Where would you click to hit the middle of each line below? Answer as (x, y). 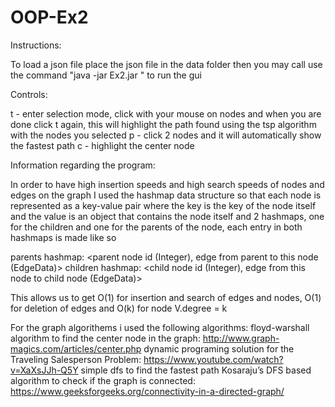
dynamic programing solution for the (219, 348)
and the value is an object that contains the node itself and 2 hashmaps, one (167, 216)
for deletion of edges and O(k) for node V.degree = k (119, 308)
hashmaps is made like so (63, 237)
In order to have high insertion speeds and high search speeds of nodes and (167, 184)
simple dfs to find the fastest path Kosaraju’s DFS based (196, 370)
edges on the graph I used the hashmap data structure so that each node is (166, 195)
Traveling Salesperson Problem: (76, 359)
